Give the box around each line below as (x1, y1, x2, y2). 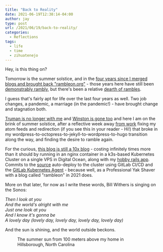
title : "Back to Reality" (5, 7, 58, 12)
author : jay (5, 16, 29, 21)
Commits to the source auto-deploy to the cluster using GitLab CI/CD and (5, 162, 153, 168)
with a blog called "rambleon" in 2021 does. (5, 172, 93, 178)
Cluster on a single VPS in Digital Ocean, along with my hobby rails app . (5, 157, 150, 163)
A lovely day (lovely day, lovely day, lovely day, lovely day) (5, 217, 124, 224)
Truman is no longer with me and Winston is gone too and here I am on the (5, 116, 156, 122)
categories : (5, 30, 29, 35)
